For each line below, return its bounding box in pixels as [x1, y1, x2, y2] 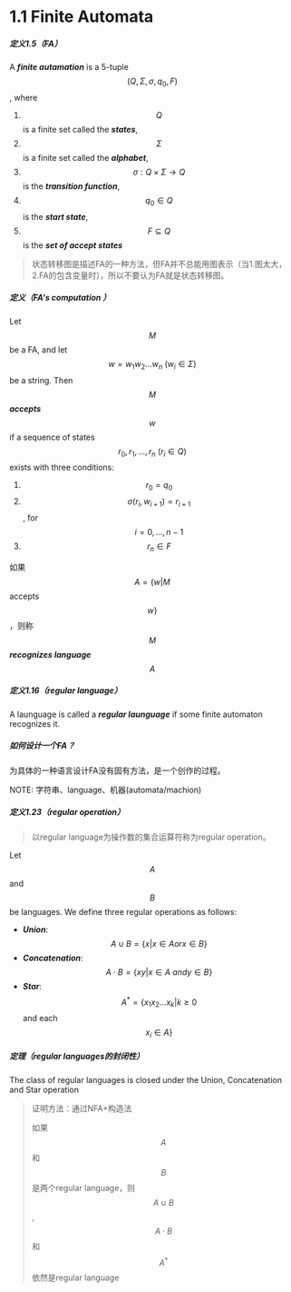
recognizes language [9, 649, 92, 660]
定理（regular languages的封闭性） [9, 1051, 145, 1062]
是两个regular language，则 [31, 1182, 136, 1193]
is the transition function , [22, 180, 121, 192]
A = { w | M [134, 576, 170, 587]
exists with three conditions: [9, 462, 115, 473]
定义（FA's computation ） [9, 293, 112, 303]
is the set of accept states [22, 239, 123, 251]
